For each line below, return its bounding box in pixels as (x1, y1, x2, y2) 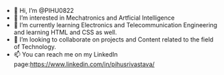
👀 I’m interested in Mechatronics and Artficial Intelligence (13, 14, 175, 22)
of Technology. (13, 43, 57, 50)
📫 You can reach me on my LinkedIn (13, 50, 119, 58)
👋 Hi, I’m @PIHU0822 (13, 7, 74, 14)
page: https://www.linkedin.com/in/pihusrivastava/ (13, 60, 155, 68)
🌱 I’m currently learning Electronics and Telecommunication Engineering (13, 21, 218, 29)
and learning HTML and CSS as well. (13, 28, 118, 36)
